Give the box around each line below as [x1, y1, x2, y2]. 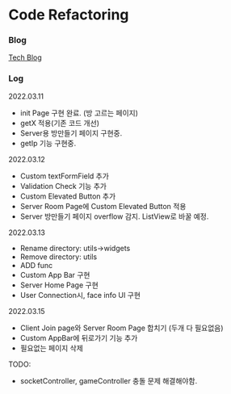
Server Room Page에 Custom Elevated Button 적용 [19, 201, 187, 211]
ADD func [19, 260, 53, 270]
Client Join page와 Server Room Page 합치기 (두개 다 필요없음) [19, 323, 224, 333]
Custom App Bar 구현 [19, 270, 90, 279]
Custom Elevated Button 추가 [19, 191, 116, 201]
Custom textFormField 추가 [19, 171, 109, 181]
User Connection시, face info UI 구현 [19, 290, 141, 300]
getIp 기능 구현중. [19, 138, 77, 148]
